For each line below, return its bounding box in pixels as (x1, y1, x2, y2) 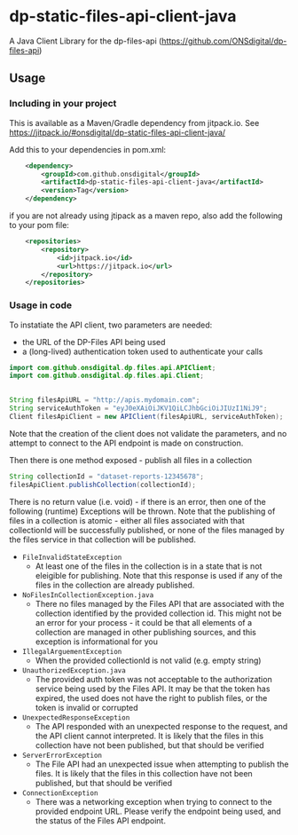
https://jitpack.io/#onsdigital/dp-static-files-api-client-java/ (9, 127, 226, 138)
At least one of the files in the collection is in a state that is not (35, 561, 263, 571)
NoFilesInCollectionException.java (21, 590, 154, 600)
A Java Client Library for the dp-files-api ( (9, 35, 162, 46)
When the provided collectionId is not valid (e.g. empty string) (35, 655, 262, 666)
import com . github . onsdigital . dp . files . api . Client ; (9, 371, 204, 381)
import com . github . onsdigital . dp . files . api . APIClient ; (9, 363, 216, 372)
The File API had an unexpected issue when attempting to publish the (35, 759, 289, 769)
